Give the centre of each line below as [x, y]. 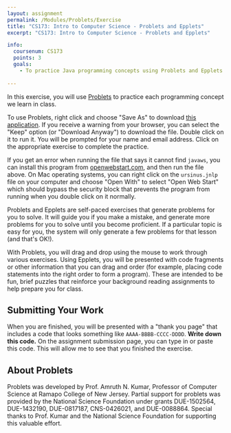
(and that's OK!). [30, 238]
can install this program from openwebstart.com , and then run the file [106, 167]
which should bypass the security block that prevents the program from [109, 189]
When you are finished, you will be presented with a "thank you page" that [112, 326]
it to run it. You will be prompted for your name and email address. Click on [113, 139]
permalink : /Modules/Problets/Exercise [64, 20]
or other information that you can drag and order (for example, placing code [114, 267]
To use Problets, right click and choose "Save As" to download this [102, 117]
